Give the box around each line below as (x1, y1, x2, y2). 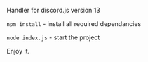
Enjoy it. (6, 47, 30, 55)
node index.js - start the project (6, 33, 100, 42)
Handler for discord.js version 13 (6, 6, 101, 14)
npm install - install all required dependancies (6, 20, 142, 27)
